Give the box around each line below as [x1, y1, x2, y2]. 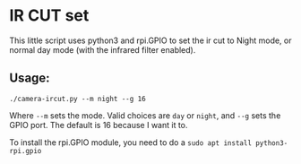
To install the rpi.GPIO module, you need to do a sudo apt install [9, 136, 253, 148]
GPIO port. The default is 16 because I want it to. [9, 119, 188, 130]
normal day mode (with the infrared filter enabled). [9, 44, 196, 55]
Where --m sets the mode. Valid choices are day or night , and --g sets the [9, 109, 281, 121]
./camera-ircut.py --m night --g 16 [9, 94, 146, 103]
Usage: [9, 71, 51, 86]
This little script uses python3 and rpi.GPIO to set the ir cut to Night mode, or [9, 35, 292, 46]
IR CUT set [9, 5, 90, 26]
